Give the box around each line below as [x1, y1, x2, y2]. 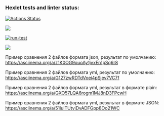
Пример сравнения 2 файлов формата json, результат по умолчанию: [5, 54, 156, 60]
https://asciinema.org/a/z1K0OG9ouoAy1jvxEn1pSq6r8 [5, 60, 118, 66]
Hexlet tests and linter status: [5, 4, 79, 11]
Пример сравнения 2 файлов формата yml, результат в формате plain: [5, 85, 157, 91]
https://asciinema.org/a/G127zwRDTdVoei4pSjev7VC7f [5, 75, 120, 81]
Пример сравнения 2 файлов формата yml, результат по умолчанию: [5, 69, 155, 75]
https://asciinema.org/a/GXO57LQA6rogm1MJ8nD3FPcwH [5, 90, 127, 96]
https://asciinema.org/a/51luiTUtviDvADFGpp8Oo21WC [5, 105, 120, 111]
